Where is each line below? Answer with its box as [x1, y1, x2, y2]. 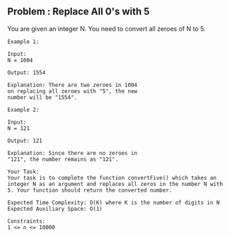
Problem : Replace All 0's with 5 [7, 6, 150, 18]
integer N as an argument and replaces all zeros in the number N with [7, 180, 223, 187]
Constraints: [7, 217, 46, 225]
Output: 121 [7, 137, 42, 144]
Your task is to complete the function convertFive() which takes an [7, 174, 217, 181]
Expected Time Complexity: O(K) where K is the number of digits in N [7, 199, 220, 206]
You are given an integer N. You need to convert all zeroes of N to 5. [7, 24, 206, 33]
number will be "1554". [7, 93, 78, 101]
